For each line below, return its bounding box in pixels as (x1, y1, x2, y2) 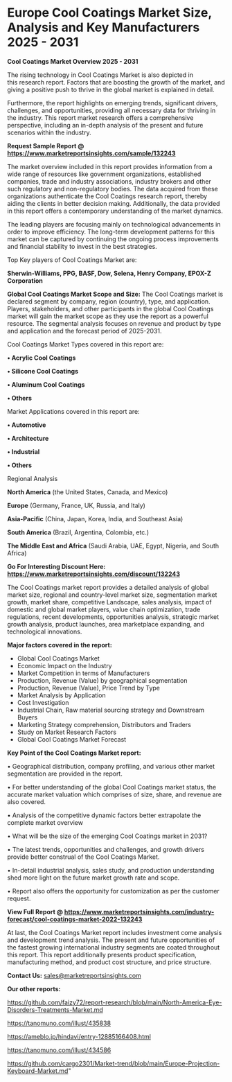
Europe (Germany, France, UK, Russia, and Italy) (7, 501, 145, 509)
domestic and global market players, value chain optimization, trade (7, 605, 201, 613)
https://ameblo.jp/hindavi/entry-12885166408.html (7, 1032, 151, 1040)
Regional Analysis (7, 474, 58, 482)
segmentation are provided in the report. (7, 769, 123, 778)
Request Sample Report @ (7, 141, 84, 150)
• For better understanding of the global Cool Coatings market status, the (7, 783, 217, 791)
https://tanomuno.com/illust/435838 (7, 1019, 111, 1027)
